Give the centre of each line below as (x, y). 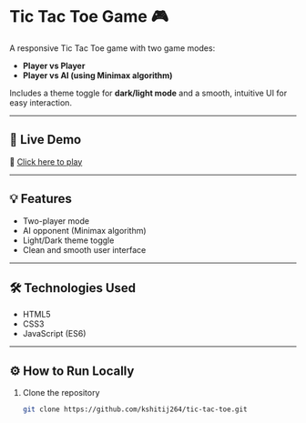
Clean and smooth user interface (84, 249)
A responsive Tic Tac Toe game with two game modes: (112, 48)
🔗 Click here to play (46, 161)
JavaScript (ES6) (54, 334)
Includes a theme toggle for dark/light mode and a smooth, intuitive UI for (148, 93)
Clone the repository (61, 393)
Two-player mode (56, 221)
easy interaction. (41, 102)
